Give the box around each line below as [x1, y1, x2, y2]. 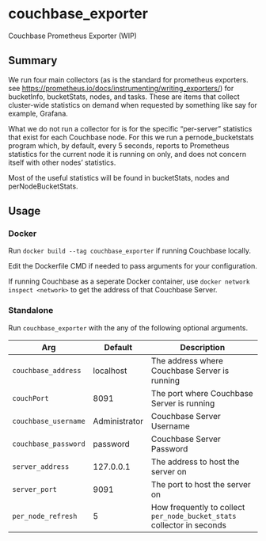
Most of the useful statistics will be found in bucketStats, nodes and [8, 173, 230, 182]
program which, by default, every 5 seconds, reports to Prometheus [8, 140, 230, 150]
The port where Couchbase [150, 387, 253, 398]
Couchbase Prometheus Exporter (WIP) [8, 31, 137, 40]
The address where [150, 355, 223, 366]
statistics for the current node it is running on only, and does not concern [8, 149, 247, 158]
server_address [12, 462, 70, 471]
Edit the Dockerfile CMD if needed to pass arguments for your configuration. [8, 261, 257, 271]
